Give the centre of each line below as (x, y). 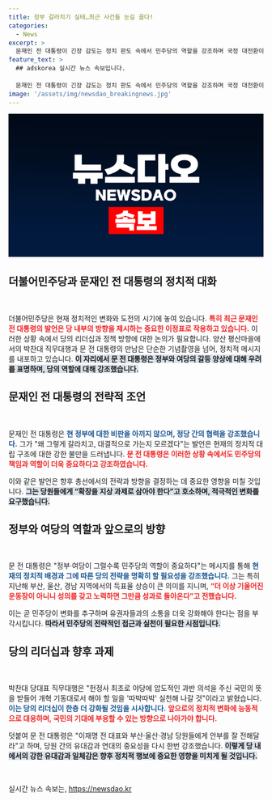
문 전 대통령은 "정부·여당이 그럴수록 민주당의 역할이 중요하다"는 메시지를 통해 (130, 566)
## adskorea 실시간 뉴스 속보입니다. (71, 69)
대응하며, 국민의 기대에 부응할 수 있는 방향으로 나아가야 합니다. (120, 718)
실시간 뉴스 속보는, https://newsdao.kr (70, 789)
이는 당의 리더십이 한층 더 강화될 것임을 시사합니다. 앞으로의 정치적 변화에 (123, 709)
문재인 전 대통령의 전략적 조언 (77, 397)
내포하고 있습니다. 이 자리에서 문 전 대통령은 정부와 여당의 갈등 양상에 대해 (132, 358)
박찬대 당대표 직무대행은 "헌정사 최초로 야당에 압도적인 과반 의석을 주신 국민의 (131, 689)
